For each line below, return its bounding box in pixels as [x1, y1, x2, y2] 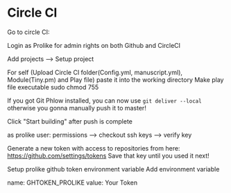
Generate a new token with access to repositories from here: [7, 144, 180, 152]
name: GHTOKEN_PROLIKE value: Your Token [7, 178, 137, 187]
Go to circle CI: [7, 28, 50, 36]
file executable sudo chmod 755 [7, 83, 99, 91]
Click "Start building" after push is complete [7, 117, 133, 126]
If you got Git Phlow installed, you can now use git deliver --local [7, 96, 203, 105]
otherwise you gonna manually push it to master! [7, 103, 147, 112]
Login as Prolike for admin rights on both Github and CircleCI [7, 41, 181, 49]
